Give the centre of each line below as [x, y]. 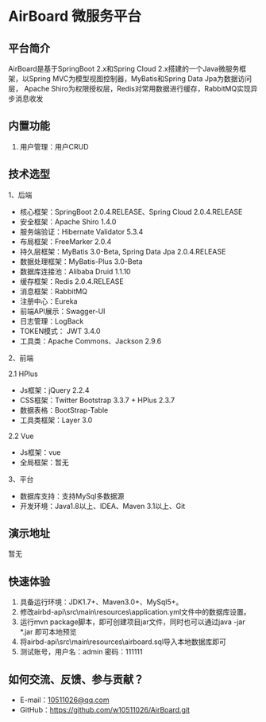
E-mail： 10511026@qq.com [64, 700]
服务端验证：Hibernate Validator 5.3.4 [81, 231]
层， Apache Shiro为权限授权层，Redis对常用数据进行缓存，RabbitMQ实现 [130, 89]
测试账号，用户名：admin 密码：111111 [81, 652]
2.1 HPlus [23, 374]
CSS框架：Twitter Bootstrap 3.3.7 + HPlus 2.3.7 [97, 400]
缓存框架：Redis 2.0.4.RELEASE [72, 281]
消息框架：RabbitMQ [54, 291]
